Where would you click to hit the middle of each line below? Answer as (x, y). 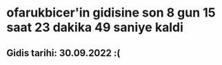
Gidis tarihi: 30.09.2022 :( (63, 53)
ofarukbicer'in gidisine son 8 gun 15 (111, 13)
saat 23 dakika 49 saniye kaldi (95, 27)
